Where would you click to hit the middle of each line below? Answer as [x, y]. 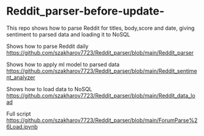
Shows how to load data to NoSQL [49, 89]
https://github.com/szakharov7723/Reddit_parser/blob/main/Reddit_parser [100, 52]
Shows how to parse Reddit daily [47, 46]
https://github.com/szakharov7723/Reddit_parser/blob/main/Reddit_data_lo [101, 95]
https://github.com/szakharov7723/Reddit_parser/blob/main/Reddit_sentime [102, 70]
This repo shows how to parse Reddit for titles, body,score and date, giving [100, 28]
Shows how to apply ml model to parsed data [63, 64]
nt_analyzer [21, 77]
